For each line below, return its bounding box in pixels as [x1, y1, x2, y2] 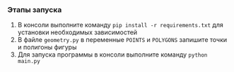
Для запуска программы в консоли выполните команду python [17, 50, 208, 59]
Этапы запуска [7, 5, 62, 15]
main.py [17, 58, 40, 65]
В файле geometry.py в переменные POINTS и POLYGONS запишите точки [17, 36, 228, 44]
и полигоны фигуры [17, 43, 77, 52]
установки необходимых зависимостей [17, 28, 138, 36]
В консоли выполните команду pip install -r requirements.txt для [17, 21, 224, 29]
